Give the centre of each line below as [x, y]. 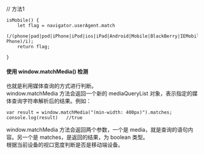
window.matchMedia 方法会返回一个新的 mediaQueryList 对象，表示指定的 [99, 94]
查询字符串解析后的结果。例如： [51, 101]
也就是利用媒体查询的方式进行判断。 [52, 86]
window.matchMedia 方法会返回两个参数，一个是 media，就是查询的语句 [97, 130]
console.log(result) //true [45, 118]
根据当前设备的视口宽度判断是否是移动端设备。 [65, 145]
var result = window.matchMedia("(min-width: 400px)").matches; [89, 113]
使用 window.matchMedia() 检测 [47, 71]
